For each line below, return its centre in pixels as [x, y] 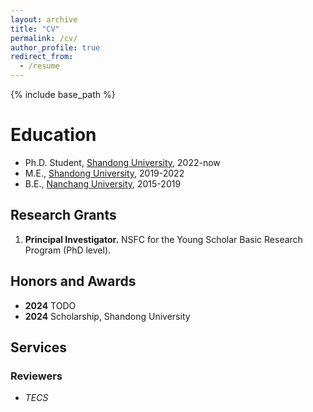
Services [39, 347]
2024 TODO [50, 305]
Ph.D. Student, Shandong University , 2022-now [122, 162]
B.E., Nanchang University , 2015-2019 [103, 183]
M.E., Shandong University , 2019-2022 [104, 173]
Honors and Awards [73, 281]
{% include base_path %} [63, 94]
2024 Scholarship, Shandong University [107, 316]
